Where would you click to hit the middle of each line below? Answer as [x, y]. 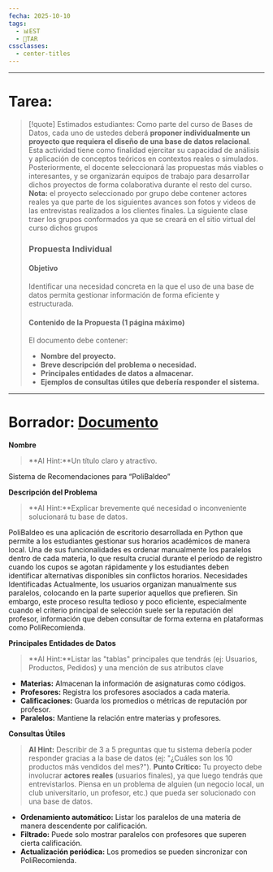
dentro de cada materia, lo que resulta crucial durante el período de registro [135, 559]
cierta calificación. [51, 844]
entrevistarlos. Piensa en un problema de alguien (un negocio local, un [146, 784]
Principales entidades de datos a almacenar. [117, 373]
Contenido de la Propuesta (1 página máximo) [106, 322]
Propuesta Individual [70, 249]
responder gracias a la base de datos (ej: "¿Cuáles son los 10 [130, 758]
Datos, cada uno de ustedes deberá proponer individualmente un [139, 133]
